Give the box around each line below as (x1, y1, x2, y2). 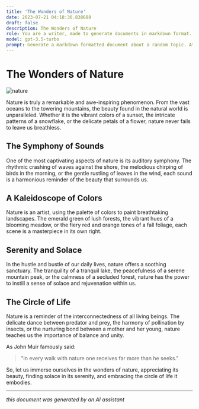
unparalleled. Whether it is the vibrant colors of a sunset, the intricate (6, 111, 175, 118)
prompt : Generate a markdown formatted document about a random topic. (6, 42, 187, 48)
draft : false (6, 20, 38, 26)
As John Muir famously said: (6, 343, 76, 351)
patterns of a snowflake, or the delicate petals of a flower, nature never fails (6, 117, 191, 125)
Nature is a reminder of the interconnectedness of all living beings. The (6, 313, 179, 320)
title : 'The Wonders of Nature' (6, 8, 86, 15)
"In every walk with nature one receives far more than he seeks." (20, 355, 179, 362)
